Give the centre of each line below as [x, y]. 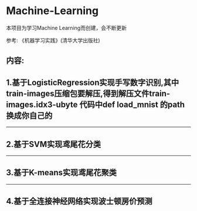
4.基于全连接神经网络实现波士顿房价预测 [79, 201]
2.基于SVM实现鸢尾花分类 [54, 144]
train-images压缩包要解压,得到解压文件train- [88, 93]
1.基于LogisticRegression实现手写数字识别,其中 [93, 83]
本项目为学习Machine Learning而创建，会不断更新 [67, 28]
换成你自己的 [29, 115]
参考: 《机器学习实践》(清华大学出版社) [53, 40]
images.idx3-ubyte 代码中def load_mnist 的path [96, 104]
